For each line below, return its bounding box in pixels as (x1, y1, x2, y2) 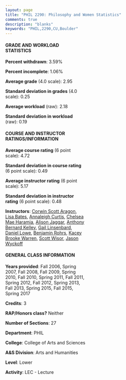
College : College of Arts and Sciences (5, 339, 85, 345)
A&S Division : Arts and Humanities (5, 349, 78, 356)
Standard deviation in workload (5, 113, 73, 119)
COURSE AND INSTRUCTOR (5, 130, 65, 136)
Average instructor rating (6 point (5, 177, 77, 183)
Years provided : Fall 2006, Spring (5, 263, 76, 269)
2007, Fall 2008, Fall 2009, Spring (5, 269, 76, 275)
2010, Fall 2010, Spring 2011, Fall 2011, (5, 274, 85, 280)
